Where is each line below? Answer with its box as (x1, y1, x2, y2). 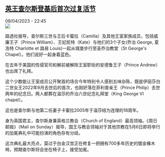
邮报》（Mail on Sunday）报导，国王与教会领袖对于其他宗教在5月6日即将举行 (5, 124, 161, 130)
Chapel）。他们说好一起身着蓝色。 (5, 51, 74, 57)
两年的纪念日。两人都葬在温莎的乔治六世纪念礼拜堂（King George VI (5, 90, 144, 97)
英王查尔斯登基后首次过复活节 (5, 4, 96, 13)
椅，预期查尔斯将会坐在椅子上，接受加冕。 (5, 146, 92, 152)
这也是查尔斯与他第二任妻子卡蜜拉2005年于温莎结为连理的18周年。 (5, 107, 141, 113)
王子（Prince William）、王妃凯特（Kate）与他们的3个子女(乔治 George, (9, 39, 154, 45)
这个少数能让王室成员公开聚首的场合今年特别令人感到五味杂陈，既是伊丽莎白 (5, 78, 161, 84)
